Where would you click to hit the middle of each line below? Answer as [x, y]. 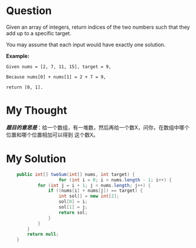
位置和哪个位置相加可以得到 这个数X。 [52, 135]
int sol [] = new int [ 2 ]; [89, 196]
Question [29, 11]
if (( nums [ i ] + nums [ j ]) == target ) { [95, 191]
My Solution [36, 159]
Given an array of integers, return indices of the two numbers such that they [98, 27]
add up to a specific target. [39, 33]
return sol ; [73, 212]
